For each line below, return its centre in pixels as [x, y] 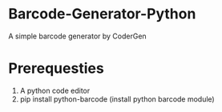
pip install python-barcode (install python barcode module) [117, 99]
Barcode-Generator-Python [102, 14]
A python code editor [55, 90]
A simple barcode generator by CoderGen [77, 36]
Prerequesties [56, 68]
